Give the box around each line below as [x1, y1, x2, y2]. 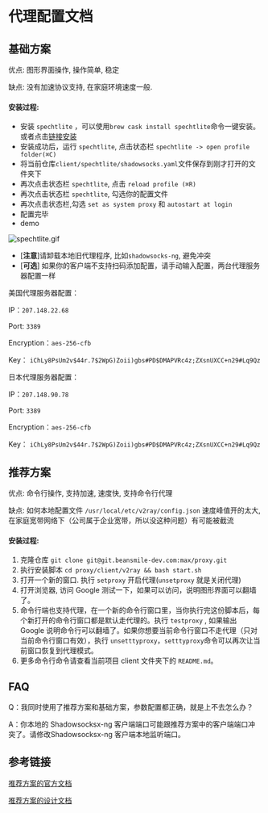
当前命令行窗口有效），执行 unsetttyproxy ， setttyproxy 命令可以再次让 [19, 635, 254, 646]
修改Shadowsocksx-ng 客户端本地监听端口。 [35, 730, 185, 740]
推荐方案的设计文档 [8, 795, 72, 805]
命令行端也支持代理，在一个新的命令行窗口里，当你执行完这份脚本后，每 [19, 606, 260, 615]
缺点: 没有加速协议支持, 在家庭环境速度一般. [8, 82, 153, 91]
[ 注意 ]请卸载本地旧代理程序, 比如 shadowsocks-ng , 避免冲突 [19, 251, 212, 261]
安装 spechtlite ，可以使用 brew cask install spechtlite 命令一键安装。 [19, 122, 260, 132]
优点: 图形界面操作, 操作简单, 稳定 [8, 65, 119, 74]
